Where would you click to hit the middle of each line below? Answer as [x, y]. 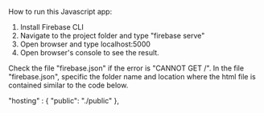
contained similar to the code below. [68, 85]
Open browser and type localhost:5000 [85, 44]
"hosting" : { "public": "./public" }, [64, 101]
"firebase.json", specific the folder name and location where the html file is [132, 77]
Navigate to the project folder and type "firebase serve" [112, 36]
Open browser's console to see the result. [89, 52]
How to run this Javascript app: [60, 12]
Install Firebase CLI [52, 27]
